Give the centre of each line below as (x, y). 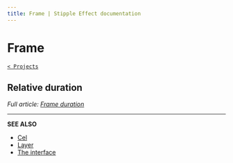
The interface (36, 153)
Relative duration (45, 87)
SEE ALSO (22, 124)
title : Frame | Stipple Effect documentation (74, 14)
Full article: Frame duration (46, 104)
